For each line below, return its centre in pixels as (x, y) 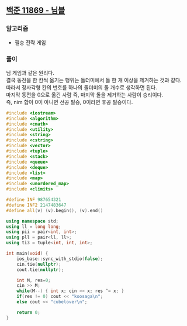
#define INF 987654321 (34, 200)
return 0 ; (29, 312)
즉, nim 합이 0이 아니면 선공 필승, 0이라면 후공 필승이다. (70, 102)
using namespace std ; (32, 221)
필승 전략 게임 (30, 42)
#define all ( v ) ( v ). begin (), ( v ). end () (55, 210)
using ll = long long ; (34, 227)
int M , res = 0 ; (34, 280)
